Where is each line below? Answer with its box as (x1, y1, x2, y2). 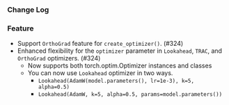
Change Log (7, 5, 49, 15)
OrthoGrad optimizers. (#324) (17, 54, 101, 63)
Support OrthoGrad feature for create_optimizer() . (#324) (17, 40, 184, 48)
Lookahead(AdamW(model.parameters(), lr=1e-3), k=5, (38, 78, 195, 85)
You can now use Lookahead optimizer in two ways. (27, 69, 173, 77)
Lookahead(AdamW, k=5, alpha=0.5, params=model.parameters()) (38, 91, 223, 98)
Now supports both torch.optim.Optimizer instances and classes (27, 61, 212, 70)
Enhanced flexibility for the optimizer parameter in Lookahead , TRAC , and (17, 47, 223, 55)
